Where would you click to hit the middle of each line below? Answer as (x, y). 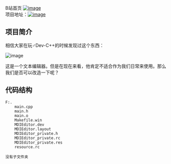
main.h (21, 111)
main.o (21, 115)
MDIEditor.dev (29, 125)
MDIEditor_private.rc (37, 138)
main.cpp (24, 107)
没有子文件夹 (17, 157)
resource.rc (27, 147)
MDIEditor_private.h (36, 133)
